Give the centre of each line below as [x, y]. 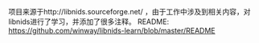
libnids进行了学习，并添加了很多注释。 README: [89, 21]
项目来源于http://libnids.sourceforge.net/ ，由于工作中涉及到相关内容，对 [129, 12]
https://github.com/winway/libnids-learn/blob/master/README [112, 31]
